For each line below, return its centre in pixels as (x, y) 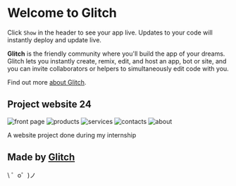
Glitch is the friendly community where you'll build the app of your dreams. (116, 54)
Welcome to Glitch (62, 13)
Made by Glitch (41, 157)
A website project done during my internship (72, 135)
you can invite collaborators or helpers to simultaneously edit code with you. (118, 68)
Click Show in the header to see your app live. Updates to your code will (110, 32)
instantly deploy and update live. (55, 39)
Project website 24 (49, 105)
